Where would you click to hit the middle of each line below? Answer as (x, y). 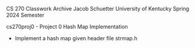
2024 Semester (25, 15)
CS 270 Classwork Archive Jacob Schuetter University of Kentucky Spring (98, 9)
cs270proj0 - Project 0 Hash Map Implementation (67, 27)
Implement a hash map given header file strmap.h (76, 38)
